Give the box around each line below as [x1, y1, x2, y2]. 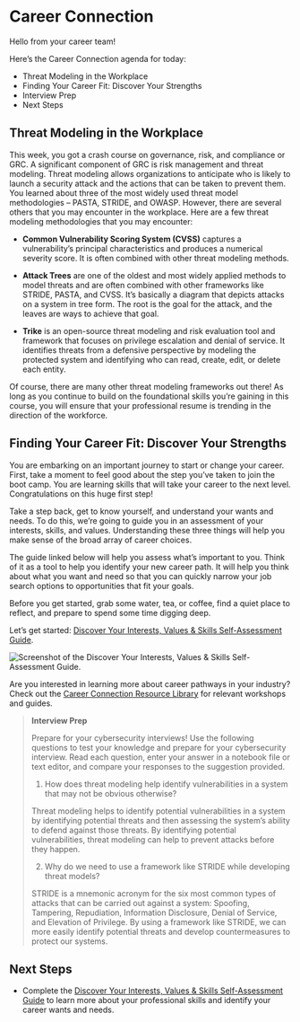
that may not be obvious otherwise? [44, 788, 177, 798]
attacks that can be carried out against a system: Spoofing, [30, 897, 250, 908]
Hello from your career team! [9, 36, 116, 47]
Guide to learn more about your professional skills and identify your [21, 995, 271, 1006]
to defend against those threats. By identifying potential [30, 824, 237, 835]
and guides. [9, 698, 54, 709]
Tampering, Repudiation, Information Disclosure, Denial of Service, [30, 907, 278, 918]
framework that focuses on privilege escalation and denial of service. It [21, 335, 286, 346]
